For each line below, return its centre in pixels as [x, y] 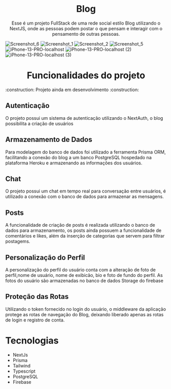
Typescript [24, 371]
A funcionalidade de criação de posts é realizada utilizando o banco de [80, 225]
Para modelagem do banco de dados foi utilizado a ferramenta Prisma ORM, [86, 152]
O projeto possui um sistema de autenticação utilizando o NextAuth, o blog [84, 118]
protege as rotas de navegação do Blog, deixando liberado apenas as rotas [84, 314]
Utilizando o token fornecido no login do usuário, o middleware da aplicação [86, 309]
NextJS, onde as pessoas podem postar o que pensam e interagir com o [86, 28]
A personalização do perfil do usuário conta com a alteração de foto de [81, 270]
